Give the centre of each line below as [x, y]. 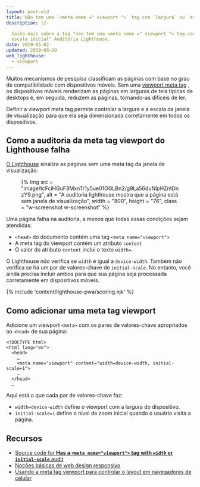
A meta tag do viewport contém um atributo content [78, 243]
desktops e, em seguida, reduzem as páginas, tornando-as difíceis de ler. [96, 97]
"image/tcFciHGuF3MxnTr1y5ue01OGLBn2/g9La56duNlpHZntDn [100, 188]
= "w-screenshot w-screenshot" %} [65, 207]
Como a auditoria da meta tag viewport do [86, 141]
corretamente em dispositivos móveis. [53, 280]
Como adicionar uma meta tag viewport [81, 310]
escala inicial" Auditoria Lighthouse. [61, 39]
